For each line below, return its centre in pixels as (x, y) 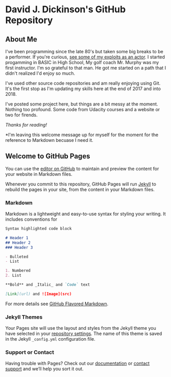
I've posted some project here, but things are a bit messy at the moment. (82, 104)
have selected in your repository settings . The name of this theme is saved (84, 333)
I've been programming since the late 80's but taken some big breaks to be (84, 51)
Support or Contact (30, 352)
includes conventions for (31, 219)
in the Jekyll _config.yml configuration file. (50, 339)
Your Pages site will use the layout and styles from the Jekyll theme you (81, 328)
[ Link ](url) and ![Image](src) (39, 294)
